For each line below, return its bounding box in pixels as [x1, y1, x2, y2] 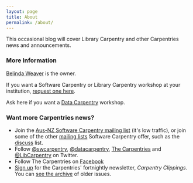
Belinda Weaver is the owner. [6, 70, 76, 77]
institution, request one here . [6, 87, 76, 94]
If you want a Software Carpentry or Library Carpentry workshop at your [6, 81, 181, 88]
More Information [6, 56, 57, 65]
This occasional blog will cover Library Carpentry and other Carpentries [6, 36, 180, 43]
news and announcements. [6, 42, 71, 49]
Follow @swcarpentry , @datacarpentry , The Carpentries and [14, 145, 162, 152]
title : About [6, 14, 38, 20]
